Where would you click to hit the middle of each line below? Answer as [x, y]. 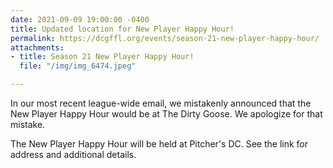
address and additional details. [73, 154]
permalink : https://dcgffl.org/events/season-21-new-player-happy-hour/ [165, 38]
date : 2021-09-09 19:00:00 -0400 [80, 19]
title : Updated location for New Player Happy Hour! [122, 29]
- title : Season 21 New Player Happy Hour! [102, 57]
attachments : [37, 47]
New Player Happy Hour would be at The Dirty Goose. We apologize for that [166, 114]
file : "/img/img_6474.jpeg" [78, 66]
